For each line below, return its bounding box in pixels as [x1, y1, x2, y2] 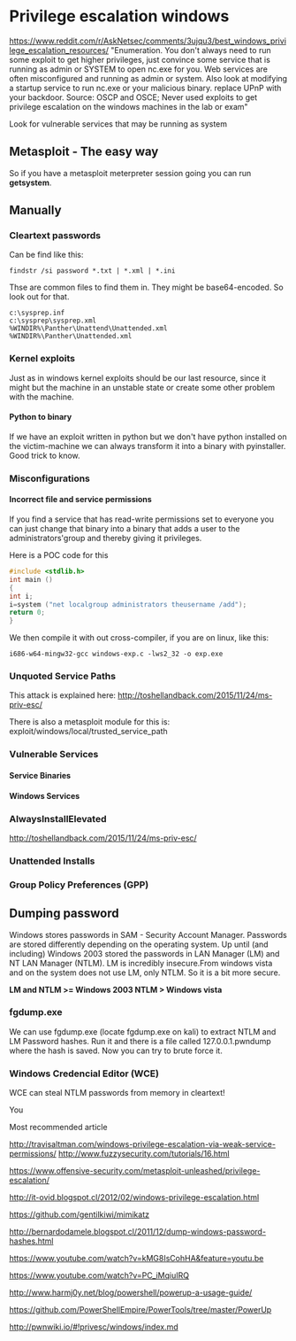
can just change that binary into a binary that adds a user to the [9, 523, 240, 534]
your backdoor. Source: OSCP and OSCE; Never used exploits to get [9, 91, 258, 103]
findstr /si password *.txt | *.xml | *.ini [9, 267, 176, 275]
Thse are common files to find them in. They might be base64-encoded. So [9, 282, 285, 293]
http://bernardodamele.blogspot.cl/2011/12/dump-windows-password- [9, 1227, 267, 1237]
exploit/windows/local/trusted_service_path [9, 726, 168, 737]
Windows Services [9, 790, 80, 801]
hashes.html [9, 1236, 54, 1246]
